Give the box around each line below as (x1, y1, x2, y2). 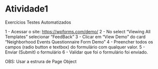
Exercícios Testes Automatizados (5, 19, 71, 25)
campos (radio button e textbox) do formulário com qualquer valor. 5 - (5, 44, 145, 50)
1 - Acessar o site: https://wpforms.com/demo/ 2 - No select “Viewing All (5, 28, 151, 34)
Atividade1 (5, 3, 48, 14)
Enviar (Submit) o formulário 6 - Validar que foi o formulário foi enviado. (5, 49, 148, 55)
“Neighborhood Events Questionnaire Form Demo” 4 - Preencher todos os (5, 39, 154, 44)
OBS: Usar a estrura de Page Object (5, 58, 77, 64)
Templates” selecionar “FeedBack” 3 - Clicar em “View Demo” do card (5, 34, 146, 40)
